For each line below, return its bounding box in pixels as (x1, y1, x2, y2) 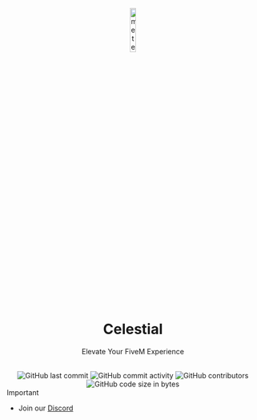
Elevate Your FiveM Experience (81, 346, 185, 356)
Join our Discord (18, 403, 74, 413)
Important (6, 387, 39, 397)
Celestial (102, 321, 163, 338)
